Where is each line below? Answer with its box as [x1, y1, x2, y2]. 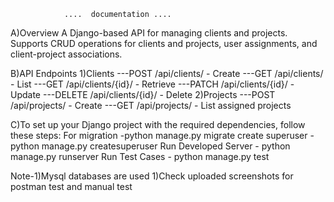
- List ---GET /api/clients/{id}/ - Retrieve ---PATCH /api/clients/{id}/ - [10, 78, 295, 90]
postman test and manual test [10, 181, 133, 192]
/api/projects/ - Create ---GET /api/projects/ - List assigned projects [10, 100, 292, 111]
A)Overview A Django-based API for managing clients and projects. [10, 27, 288, 39]
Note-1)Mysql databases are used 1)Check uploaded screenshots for [10, 170, 294, 182]
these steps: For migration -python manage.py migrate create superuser [10, 130, 308, 141]
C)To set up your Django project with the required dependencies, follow [10, 119, 306, 130]
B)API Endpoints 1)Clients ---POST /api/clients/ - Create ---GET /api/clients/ [10, 68, 324, 79]
